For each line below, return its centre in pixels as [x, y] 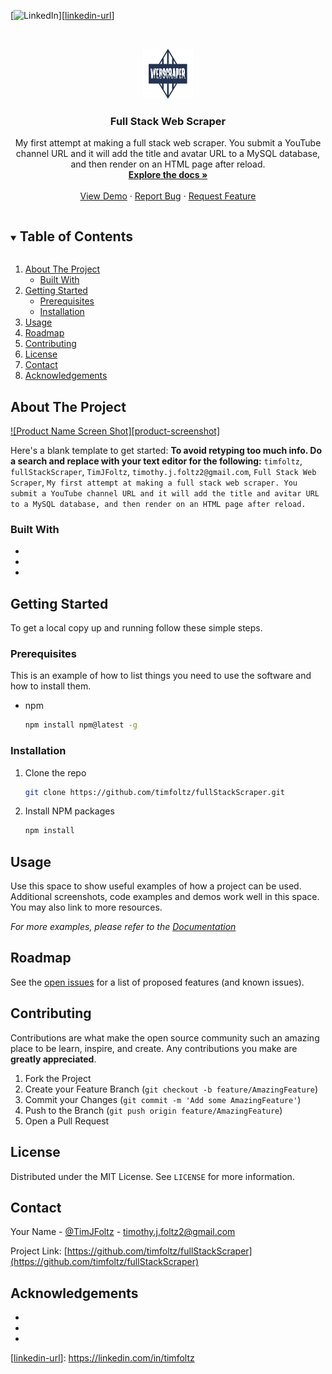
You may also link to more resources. [86, 907]
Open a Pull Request [67, 1121]
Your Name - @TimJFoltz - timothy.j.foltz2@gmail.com [123, 1232]
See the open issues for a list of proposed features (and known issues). [157, 982]
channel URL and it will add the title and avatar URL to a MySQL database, [168, 154]
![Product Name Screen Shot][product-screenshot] [115, 431]
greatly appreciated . [53, 1059]
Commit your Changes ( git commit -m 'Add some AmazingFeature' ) [163, 1099]
